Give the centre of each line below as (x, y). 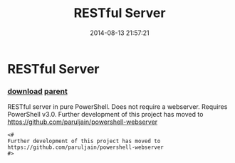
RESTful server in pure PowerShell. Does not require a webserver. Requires (117, 107)
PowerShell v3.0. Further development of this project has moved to (105, 115)
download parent (37, 91)
